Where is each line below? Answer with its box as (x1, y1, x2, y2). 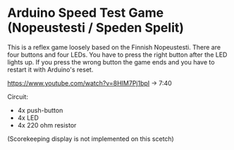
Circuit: (7, 93, 28, 101)
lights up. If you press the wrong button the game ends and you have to (7, 57, 215, 66)
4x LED (17, 114, 39, 122)
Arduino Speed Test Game (7, 5, 164, 21)
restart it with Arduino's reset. (7, 65, 94, 74)
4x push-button (17, 106, 63, 114)
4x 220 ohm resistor (17, 121, 77, 129)
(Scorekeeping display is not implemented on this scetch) (7, 135, 174, 143)
